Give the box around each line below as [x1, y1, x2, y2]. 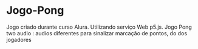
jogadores [6, 36, 32, 43]
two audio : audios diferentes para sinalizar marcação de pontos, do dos [6, 29, 187, 36]
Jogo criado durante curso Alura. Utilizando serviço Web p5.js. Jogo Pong [6, 23, 193, 30]
